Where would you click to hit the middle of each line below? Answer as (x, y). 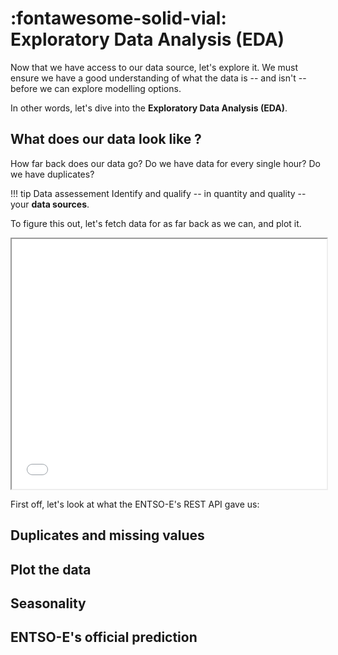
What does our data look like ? (106, 139)
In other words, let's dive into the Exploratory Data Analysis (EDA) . (149, 108)
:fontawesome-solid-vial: (118, 18)
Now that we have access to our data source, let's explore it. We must (154, 67)
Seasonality (48, 603)
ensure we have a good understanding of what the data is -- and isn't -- (158, 78)
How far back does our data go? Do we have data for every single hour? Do (165, 163)
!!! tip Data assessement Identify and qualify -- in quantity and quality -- (158, 193)
